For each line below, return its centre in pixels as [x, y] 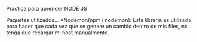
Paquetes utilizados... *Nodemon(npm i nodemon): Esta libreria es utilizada [99, 20]
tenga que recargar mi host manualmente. [58, 33]
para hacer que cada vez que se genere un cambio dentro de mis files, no [97, 26]
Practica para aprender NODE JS [47, 9]
